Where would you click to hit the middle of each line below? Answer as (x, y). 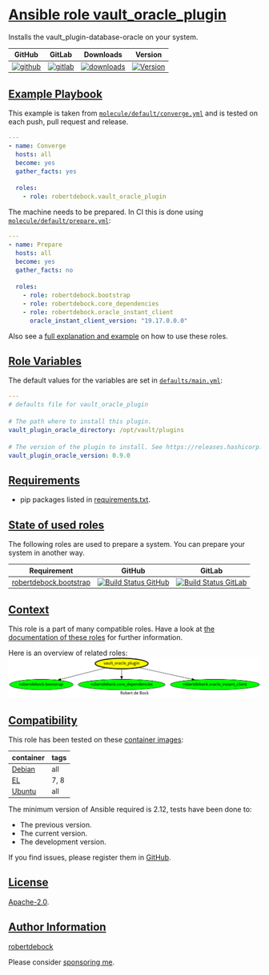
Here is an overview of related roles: (68, 653)
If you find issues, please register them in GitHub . (90, 857)
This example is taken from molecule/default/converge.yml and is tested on (133, 113)
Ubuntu (24, 791)
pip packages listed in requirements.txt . (85, 500)
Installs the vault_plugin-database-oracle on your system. (103, 37)
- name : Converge (37, 146)
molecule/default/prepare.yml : (60, 220)
